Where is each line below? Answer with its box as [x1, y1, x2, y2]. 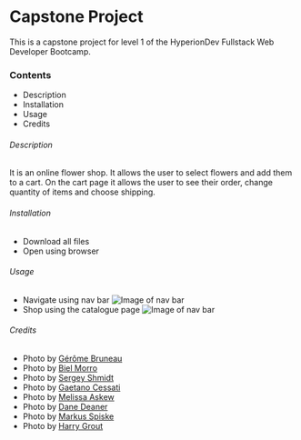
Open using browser [22, 245, 100, 256]
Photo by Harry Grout [22, 421, 104, 432]
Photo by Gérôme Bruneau [22, 353, 123, 365]
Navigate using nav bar [22, 294, 110, 305]
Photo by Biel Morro [22, 363, 98, 374]
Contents [9, 68, 52, 81]
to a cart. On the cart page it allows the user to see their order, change [9, 177, 273, 188]
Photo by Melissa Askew [22, 392, 115, 403]
